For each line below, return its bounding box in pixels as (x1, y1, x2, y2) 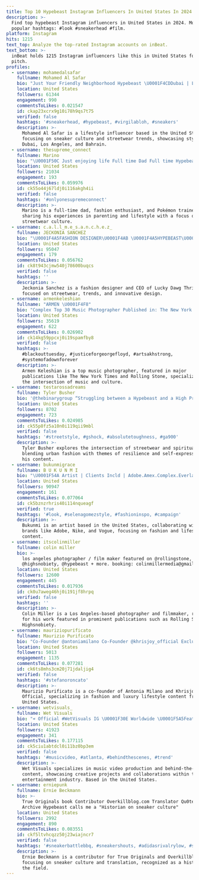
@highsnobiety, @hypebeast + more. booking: (21, 561, 134, 567)
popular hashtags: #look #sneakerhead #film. (11, 25, 126, 31)
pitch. (11, 58, 28, 64)
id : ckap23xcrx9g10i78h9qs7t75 (17, 108, 94, 114)
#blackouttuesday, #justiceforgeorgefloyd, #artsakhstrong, (21, 351, 174, 357)
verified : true (17, 506, 54, 512)
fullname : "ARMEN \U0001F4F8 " (17, 301, 92, 308)
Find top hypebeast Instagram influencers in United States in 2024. (11, 20, 187, 26)
